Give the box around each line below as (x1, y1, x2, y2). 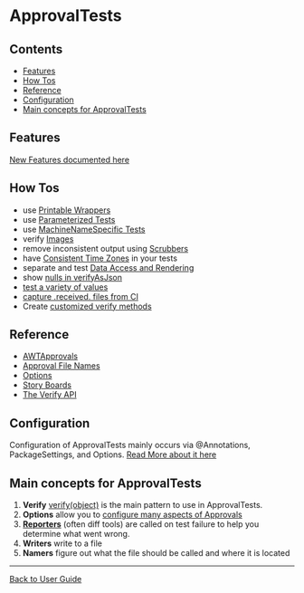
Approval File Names (22, 360, 101, 371)
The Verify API (22, 389, 77, 400)
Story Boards (22, 379, 72, 390)
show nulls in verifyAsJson (22, 272, 123, 282)
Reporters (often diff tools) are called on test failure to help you (22, 519, 260, 530)
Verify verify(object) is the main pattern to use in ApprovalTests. (22, 500, 263, 511)
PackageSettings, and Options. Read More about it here (9, 449, 217, 460)
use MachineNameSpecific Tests (22, 224, 146, 234)
